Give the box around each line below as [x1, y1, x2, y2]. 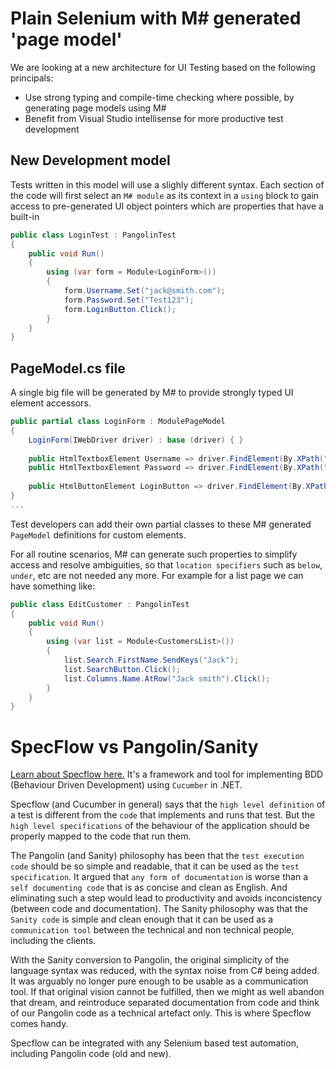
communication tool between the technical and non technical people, [10, 924, 295, 936]
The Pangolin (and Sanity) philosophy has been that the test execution [10, 850, 305, 862]
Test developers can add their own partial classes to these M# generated [10, 518, 312, 530]
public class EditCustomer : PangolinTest [10, 599, 190, 609]
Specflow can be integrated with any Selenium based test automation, [10, 1037, 299, 1049]
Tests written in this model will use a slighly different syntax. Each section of [10, 178, 325, 191]
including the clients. [10, 935, 97, 947]
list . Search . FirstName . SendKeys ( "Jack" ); [63, 655, 240, 666]
